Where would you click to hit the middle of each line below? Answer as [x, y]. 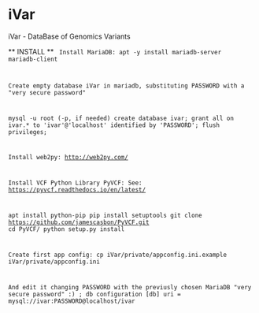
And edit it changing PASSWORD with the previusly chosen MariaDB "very [130, 287]
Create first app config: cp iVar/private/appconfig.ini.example [117, 255]
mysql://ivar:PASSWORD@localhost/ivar [72, 301]
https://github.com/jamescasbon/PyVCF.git [79, 222]
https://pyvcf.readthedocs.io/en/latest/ [77, 190]
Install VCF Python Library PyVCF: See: [76, 183]
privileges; [28, 132]
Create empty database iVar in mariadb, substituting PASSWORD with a [126, 86]
